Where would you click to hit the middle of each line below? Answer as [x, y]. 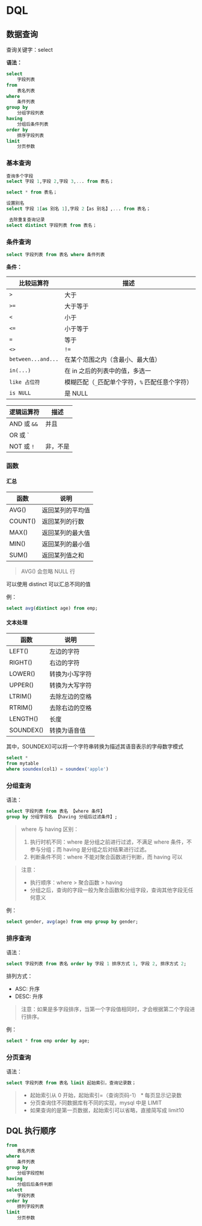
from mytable [23, 763]
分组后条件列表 [33, 124]
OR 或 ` [19, 435]
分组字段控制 [30, 1173]
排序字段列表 [30, 135]
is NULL [20, 393]
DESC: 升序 [29, 996]
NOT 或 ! [22, 446]
